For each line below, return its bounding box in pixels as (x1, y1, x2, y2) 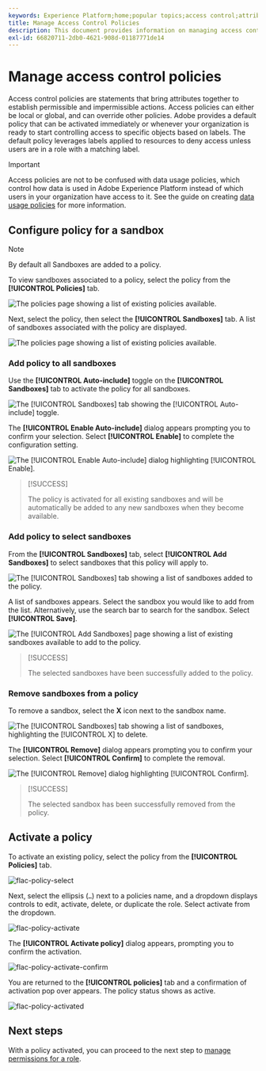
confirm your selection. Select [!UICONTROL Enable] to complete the (8, 432, 235, 441)
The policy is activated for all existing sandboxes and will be (27, 494, 224, 504)
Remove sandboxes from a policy (8, 688, 139, 699)
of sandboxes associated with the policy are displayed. (8, 322, 188, 332)
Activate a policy (8, 831, 93, 844)
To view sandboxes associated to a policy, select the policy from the (8, 275, 231, 284)
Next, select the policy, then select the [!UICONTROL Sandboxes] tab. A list (8, 314, 256, 323)
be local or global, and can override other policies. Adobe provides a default (8, 111, 256, 120)
